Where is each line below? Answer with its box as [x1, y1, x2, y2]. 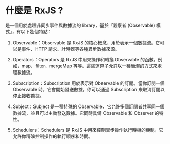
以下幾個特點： [20, 28, 52, 34]
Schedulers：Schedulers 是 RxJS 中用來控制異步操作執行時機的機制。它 [12, 127, 164, 133]
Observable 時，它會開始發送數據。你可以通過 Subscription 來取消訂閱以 [12, 86, 165, 92]
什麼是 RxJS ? [5, 5, 63, 16]
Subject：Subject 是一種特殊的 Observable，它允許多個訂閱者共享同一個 [12, 103, 165, 110]
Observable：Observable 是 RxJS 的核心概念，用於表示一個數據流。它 [12, 39, 160, 46]
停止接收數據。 [12, 92, 44, 99]
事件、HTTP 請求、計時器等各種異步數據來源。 [21, 46, 120, 52]
